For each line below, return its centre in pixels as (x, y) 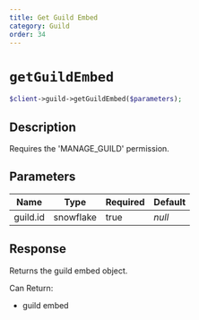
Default (170, 202)
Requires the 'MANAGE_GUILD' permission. (90, 148)
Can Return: (31, 288)
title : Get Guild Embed (54, 17)
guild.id (29, 217)
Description (43, 127)
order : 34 (28, 34)
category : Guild (39, 26)
